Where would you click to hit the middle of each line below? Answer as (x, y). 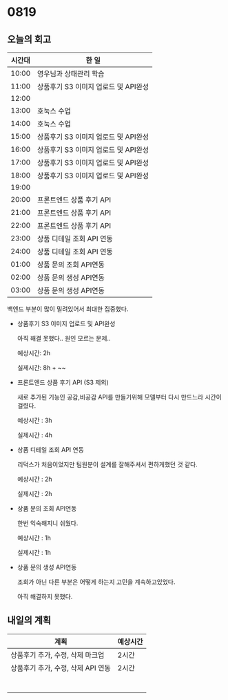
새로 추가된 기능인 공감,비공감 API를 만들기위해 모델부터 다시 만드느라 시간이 (119, 397)
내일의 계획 (29, 620)
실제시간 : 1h (34, 552)
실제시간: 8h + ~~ (41, 368)
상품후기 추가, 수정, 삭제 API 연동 (61, 668)
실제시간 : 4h (35, 435)
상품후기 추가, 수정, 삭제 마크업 (58, 655)
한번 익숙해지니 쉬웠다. (48, 523)
